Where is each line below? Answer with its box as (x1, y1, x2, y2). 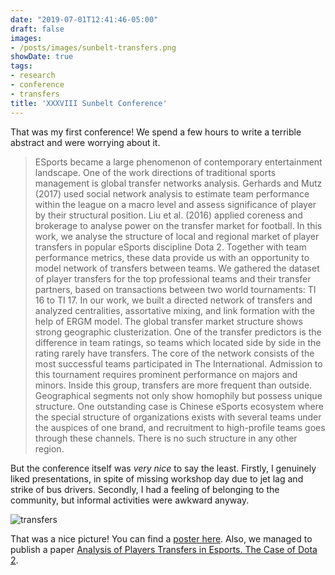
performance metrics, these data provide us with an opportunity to (34, 251, 310, 263)
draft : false (10, 24, 65, 34)
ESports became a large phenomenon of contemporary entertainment (34, 156, 323, 168)
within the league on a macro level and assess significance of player (34, 198, 317, 210)
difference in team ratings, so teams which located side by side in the (34, 336, 322, 348)
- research (10, 71, 56, 81)
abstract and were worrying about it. (10, 136, 161, 148)
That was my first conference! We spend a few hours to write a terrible (10, 126, 302, 138)
